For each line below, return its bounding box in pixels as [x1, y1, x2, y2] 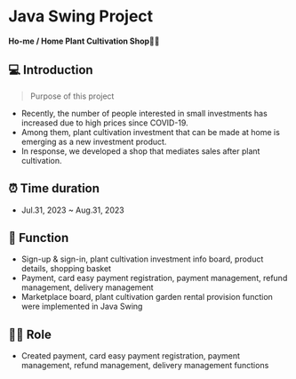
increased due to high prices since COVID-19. [20, 117, 188, 128]
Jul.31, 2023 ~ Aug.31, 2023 [20, 205, 125, 215]
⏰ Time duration [8, 181, 100, 197]
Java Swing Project [8, 6, 154, 27]
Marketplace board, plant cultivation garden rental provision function [20, 292, 273, 302]
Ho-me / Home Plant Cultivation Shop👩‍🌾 [8, 36, 160, 46]
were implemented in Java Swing [20, 301, 143, 312]
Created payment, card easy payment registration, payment [20, 351, 241, 361]
